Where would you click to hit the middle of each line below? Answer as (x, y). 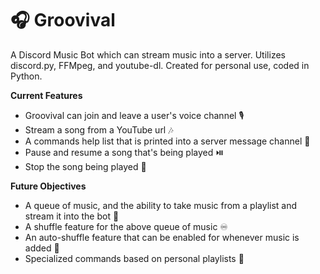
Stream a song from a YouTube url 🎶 (99, 129)
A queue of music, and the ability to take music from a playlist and (161, 205)
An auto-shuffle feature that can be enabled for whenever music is (162, 237)
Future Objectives (48, 186)
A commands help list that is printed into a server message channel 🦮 (167, 141)
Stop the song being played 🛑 (85, 166)
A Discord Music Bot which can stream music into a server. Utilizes (148, 54)
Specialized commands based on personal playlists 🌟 (134, 258)
